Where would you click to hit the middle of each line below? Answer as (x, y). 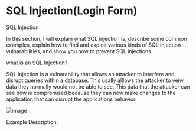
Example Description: (32, 122)
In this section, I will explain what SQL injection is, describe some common (97, 38)
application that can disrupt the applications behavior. (71, 99)
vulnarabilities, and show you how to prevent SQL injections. (79, 51)
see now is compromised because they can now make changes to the (91, 93)
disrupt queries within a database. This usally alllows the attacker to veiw (95, 80)
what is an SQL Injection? (37, 63)
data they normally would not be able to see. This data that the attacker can (98, 86)
